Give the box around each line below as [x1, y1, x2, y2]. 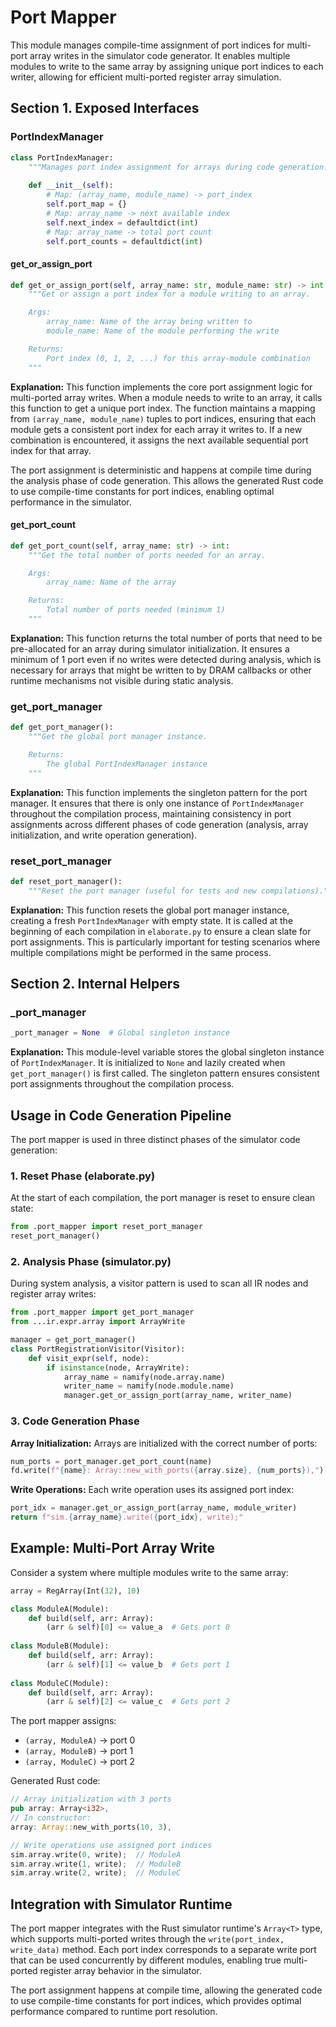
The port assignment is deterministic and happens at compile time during [10, 464, 312, 476]
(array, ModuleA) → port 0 [24, 1734, 136, 1746]
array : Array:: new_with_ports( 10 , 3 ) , [10, 1822, 172, 1832]
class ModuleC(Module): [10, 1678, 110, 1688]
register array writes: [10, 1288, 97, 1300]
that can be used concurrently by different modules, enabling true [10, 1954, 282, 1966]
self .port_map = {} [46, 199, 128, 209]
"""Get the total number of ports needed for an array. [28, 550, 267, 560]
